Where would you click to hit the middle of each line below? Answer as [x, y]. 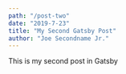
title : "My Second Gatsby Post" [62, 31]
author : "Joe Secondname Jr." [59, 38]
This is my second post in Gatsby [63, 61]
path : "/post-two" [39, 16]
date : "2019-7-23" [39, 23]
